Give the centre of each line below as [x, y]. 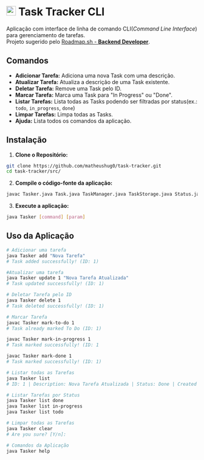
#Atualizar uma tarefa [35, 272]
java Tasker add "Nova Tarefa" [46, 256]
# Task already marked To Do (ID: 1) [54, 328]
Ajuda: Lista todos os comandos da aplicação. [73, 121]
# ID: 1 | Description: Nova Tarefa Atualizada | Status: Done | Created [102, 384]
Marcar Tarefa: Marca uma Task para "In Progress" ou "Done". [94, 95]
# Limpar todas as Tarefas [40, 423]
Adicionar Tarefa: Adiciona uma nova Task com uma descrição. [95, 76]
